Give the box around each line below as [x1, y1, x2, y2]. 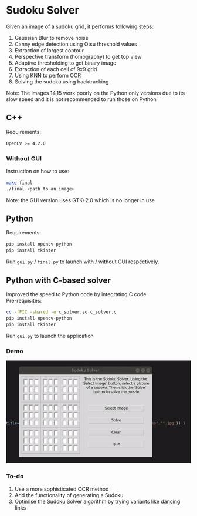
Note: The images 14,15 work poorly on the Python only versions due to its [6, 89, 185, 96]
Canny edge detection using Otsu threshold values [14, 41, 137, 48]
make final [6, 180, 33, 186]
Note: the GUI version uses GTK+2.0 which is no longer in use [6, 196, 155, 203]
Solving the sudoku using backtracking [14, 78, 109, 85]
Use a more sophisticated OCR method [14, 485, 109, 492]
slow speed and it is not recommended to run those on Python [6, 95, 157, 103]
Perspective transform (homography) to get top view [14, 53, 142, 60]
